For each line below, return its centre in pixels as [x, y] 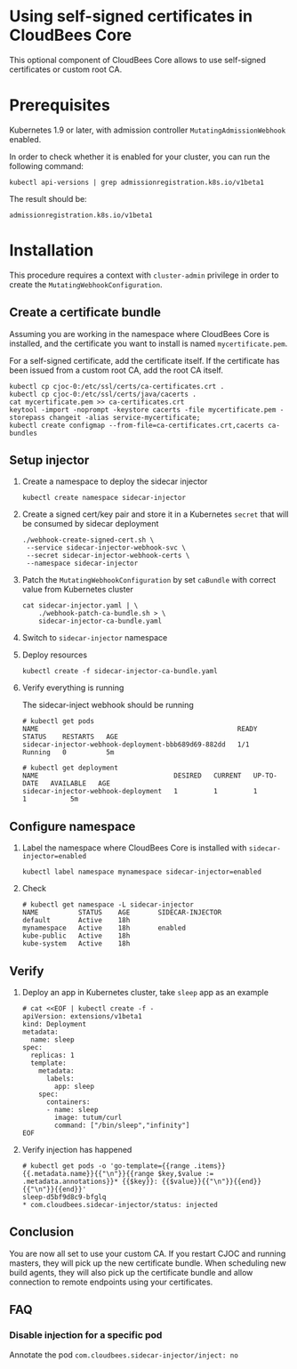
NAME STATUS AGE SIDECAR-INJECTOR [122, 913]
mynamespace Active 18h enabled [104, 928]
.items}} [209, 1166]
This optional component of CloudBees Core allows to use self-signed [138, 60]
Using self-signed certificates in [131, 16]
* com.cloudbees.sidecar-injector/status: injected [120, 1205]
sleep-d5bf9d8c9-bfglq [64, 1197]
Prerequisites [60, 105]
